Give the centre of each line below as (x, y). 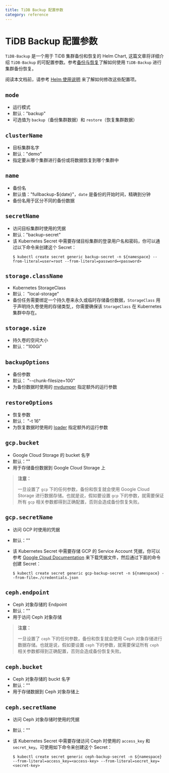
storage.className (34, 276)
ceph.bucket (24, 667)
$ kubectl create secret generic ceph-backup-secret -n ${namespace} (87, 757)
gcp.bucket (22, 443)
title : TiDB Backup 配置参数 (34, 10)
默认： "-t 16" (27, 421)
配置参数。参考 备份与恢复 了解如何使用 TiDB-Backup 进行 (104, 62)
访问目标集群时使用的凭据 (39, 228)
